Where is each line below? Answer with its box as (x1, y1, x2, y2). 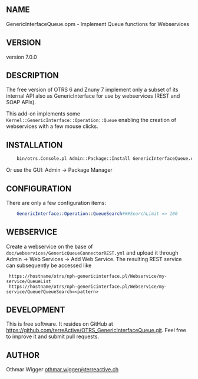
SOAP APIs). (6, 99, 37, 106)
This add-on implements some (6, 110, 81, 117)
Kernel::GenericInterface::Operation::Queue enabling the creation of (6, 117, 177, 124)
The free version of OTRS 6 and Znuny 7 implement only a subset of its (6, 86, 179, 94)
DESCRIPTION (6, 70, 59, 81)
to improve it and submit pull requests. (6, 333, 99, 340)
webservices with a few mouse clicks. (6, 123, 98, 130)
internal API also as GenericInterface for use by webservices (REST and (6, 92, 180, 99)
